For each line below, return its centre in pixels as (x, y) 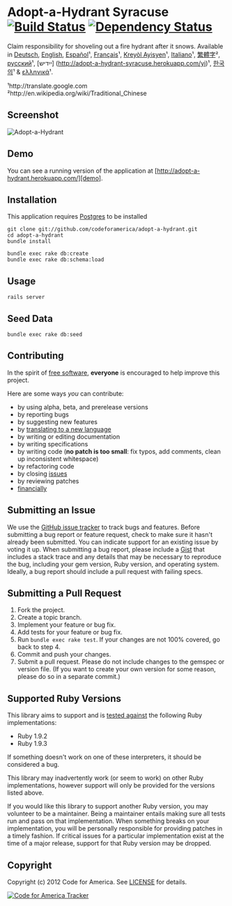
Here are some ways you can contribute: (65, 393)
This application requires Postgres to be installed (77, 217)
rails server (26, 297)
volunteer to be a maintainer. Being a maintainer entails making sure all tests (116, 814)
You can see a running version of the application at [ (82, 171)
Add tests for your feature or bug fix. (70, 632)
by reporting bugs (43, 414)
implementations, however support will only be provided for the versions (111, 786)
